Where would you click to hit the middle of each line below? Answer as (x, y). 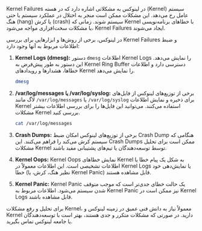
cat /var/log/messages (43, 123)
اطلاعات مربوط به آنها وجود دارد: (43, 46)
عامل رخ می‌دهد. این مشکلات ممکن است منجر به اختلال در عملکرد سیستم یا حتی (97, 15)
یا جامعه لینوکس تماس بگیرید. (39, 221)
